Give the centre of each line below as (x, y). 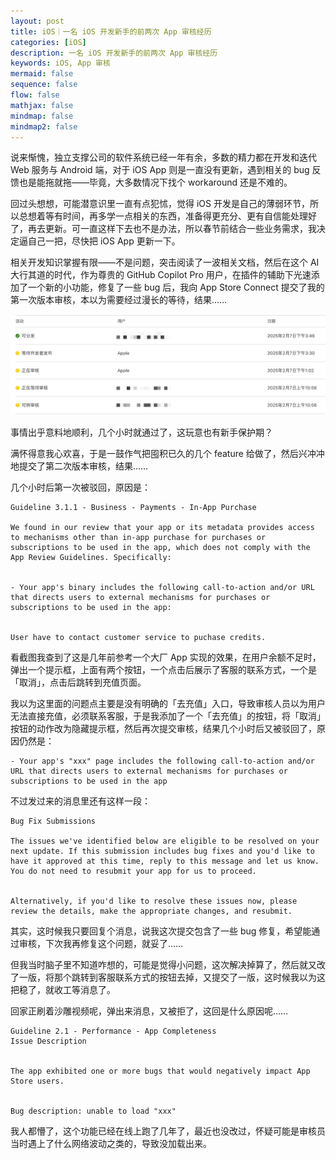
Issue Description (48, 1041)
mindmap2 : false (44, 126)
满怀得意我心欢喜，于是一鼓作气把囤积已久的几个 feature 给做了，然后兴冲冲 (167, 453)
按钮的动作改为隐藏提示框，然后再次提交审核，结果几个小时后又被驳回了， (163, 728)
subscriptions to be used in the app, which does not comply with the (160, 547)
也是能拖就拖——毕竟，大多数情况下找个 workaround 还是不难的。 (155, 182)
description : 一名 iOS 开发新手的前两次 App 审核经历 (114, 53)
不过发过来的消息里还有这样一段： (80, 801)
